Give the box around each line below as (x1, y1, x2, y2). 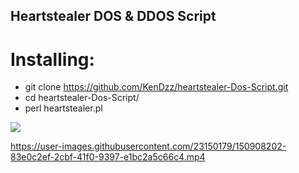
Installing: (10, 48, 95, 71)
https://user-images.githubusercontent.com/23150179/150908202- (10, 140, 287, 153)
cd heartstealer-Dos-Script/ (24, 92, 140, 104)
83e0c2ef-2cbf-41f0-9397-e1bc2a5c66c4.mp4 (10, 151, 206, 163)
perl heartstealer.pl (24, 102, 103, 114)
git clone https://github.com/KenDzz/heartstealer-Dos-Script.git (24, 81, 289, 93)
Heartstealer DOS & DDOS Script (10, 8, 217, 25)
